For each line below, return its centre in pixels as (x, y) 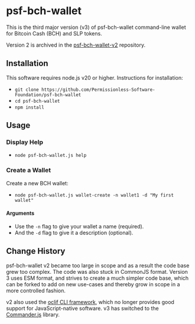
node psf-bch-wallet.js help (51, 156)
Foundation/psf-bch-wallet (48, 95)
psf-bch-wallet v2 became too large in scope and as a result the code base (98, 265)
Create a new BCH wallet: (37, 183)
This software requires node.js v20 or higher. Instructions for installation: (95, 77)
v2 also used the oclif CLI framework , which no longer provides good (90, 302)
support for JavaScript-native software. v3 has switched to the (82, 308)
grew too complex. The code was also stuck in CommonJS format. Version (97, 271)
